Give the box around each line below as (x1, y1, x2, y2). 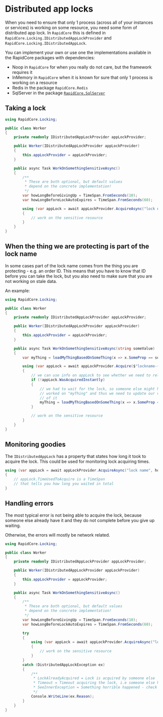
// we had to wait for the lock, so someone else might (39, 386, 155, 391)
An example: (5, 288, 30, 294)
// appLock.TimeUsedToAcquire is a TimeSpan (14, 477, 105, 482)
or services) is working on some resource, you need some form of (5, 24, 137, 30)
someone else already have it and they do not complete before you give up (5, 517, 155, 523)
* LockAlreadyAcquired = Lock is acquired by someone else (33, 676, 155, 681)
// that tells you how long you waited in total (14, 481, 114, 487)
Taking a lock (5, 104, 46, 112)
